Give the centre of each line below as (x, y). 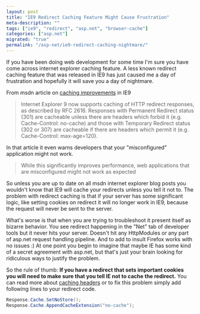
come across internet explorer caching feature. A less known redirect (91, 68)
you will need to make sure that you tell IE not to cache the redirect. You (96, 276)
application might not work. (40, 153)
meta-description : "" (33, 23)
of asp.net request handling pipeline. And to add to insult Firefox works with (99, 239)
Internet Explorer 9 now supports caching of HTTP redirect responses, (107, 104)
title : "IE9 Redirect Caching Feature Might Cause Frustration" (88, 17)
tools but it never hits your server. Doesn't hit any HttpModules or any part (98, 233)
